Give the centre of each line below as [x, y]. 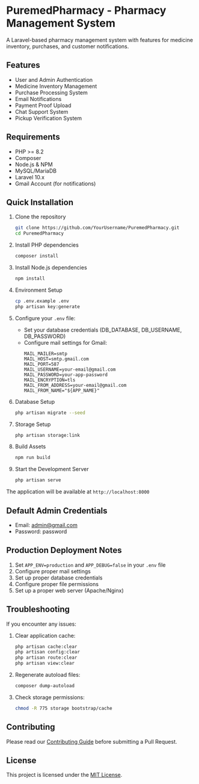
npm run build [32, 458]
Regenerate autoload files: [47, 675]
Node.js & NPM [34, 164]
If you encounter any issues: [41, 624]
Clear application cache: [45, 635]
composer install [37, 256]
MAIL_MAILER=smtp [46, 353]
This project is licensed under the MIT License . [64, 775]
